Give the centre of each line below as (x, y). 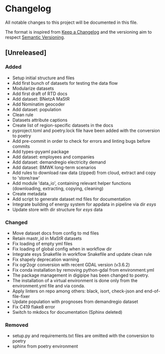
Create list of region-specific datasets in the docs (63, 125)
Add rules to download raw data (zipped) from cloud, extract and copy (84, 173)
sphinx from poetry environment (45, 346)
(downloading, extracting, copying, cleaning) (58, 188)
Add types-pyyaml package (41, 151)
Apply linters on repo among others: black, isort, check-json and (78, 291)
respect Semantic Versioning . (35, 37)
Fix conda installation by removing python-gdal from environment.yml (83, 270)
